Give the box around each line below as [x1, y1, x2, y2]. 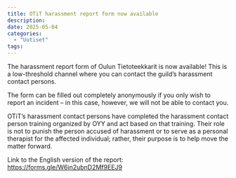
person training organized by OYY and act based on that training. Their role [7, 120, 225, 127]
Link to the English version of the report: [7, 155, 124, 164]
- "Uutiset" [13, 37, 49, 44]
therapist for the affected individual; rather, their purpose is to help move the [7, 134, 228, 143]
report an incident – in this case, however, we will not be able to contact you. [7, 98, 229, 106]
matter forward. [7, 142, 53, 150]
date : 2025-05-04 [7, 23, 58, 30]
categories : [7, 30, 42, 37]
